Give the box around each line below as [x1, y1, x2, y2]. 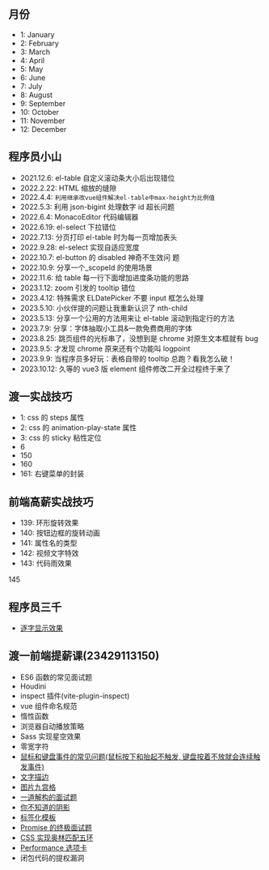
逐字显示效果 [19, 623, 63, 633]
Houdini [19, 681, 47, 691]
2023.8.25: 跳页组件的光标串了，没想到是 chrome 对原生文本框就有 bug [19, 333, 258, 343]
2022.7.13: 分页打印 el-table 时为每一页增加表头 [19, 232, 178, 241]
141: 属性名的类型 [19, 538, 78, 548]
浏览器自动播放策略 [19, 721, 85, 731]
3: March [19, 47, 51, 57]
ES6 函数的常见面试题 [19, 672, 93, 682]
